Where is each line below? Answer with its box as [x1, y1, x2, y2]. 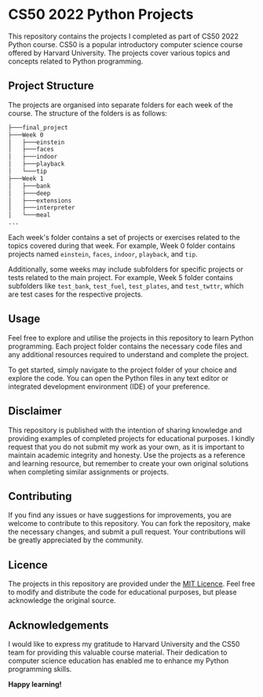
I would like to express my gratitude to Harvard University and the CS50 [8, 640, 240, 649]
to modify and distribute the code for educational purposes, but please [8, 587, 237, 597]
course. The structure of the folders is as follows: [8, 108, 167, 118]
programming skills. [8, 665, 72, 674]
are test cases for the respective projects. [8, 290, 144, 299]
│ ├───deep [8, 189, 51, 197]
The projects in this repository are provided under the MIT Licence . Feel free [8, 579, 255, 589]
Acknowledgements [8, 619, 109, 632]
